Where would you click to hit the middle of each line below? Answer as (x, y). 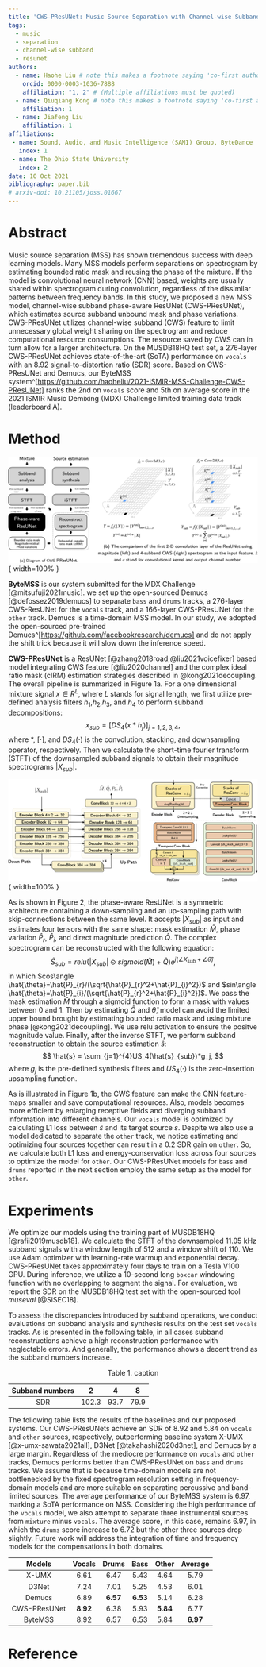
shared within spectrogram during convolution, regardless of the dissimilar (130, 288)
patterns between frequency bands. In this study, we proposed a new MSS (130, 297)
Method (34, 439)
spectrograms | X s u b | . (43, 768)
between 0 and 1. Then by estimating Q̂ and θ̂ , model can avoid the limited (129, 1009)
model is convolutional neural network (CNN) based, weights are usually (126, 280)
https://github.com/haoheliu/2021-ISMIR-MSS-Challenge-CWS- (141, 381)
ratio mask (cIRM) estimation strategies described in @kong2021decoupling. (133, 676)
